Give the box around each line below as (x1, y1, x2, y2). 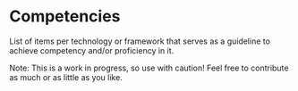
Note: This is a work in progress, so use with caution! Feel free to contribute (9, 62, 289, 73)
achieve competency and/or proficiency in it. (9, 45, 175, 55)
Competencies (9, 6, 121, 27)
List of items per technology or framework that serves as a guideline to (9, 36, 271, 46)
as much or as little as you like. (9, 71, 123, 82)
